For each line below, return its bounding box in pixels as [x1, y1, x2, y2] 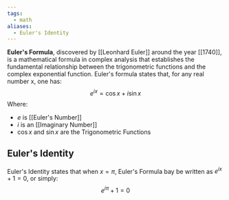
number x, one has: [7, 77, 62, 86]
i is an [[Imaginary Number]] [17, 120, 98, 129]
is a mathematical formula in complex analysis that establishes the [7, 56, 195, 64]
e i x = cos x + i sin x [89, 88, 142, 97]
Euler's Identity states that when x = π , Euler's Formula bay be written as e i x [7, 166, 222, 175]
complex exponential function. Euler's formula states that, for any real [7, 70, 204, 78]
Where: [7, 100, 28, 108]
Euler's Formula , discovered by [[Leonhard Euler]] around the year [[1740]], [7, 48, 222, 56]
